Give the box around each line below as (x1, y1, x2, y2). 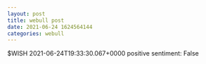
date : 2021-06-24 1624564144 (7, 23, 93, 30)
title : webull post (7, 17, 65, 24)
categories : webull (7, 30, 65, 37)
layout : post (7, 10, 46, 18)
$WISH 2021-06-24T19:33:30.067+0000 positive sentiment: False (7, 49, 199, 58)
